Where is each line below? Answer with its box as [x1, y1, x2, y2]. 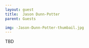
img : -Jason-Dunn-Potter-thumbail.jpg [5, 25, 84, 30]
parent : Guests [5, 16, 36, 21]
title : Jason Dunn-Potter [5, 12, 60, 17]
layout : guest [5, 7, 34, 12]
